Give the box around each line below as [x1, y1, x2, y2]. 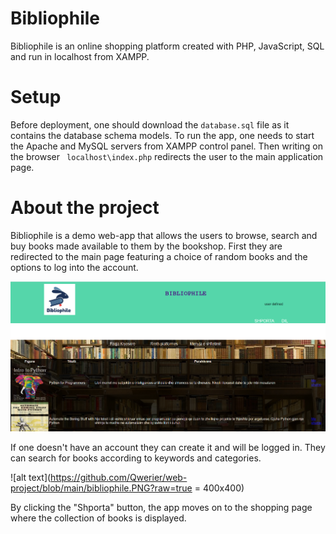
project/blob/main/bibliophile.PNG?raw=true [10, 482, 193, 494]
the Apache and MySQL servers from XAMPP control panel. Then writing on [10, 140, 323, 152]
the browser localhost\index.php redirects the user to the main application [10, 150, 324, 162]
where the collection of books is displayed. [10, 512, 187, 524]
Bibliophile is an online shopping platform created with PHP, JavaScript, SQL [10, 40, 325, 52]
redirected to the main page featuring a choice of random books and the [10, 250, 308, 262]
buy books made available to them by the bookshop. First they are [10, 240, 283, 252]
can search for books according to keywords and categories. [10, 452, 262, 464]
